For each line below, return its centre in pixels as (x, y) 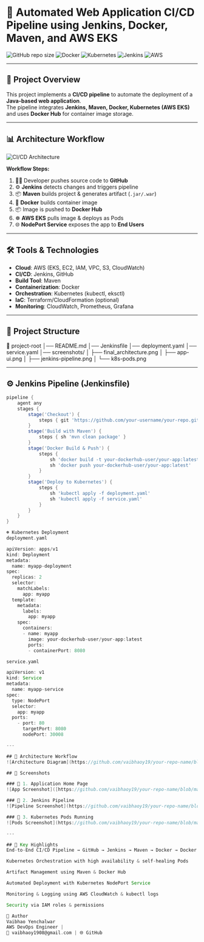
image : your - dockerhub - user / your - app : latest (85, 639)
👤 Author (17, 916)
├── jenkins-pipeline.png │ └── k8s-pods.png (87, 359)
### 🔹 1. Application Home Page (47, 784)
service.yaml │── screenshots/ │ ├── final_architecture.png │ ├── (91, 352)
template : (24, 600)
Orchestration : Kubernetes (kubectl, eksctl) (70, 294)
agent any (30, 403)
